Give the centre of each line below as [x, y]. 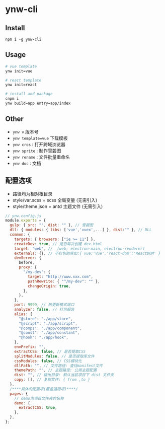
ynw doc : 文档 [27, 163]
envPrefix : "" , [30, 347]
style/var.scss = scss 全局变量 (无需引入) [55, 200]
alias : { [23, 314]
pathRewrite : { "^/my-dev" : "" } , [64, 281]
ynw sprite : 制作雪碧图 [37, 151]
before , [27, 263]
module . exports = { [26, 221]
